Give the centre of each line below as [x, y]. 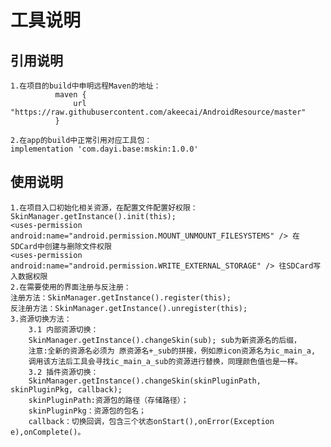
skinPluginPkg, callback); [66, 389]
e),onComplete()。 [48, 432]
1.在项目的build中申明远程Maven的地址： [86, 86]
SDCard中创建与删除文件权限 [61, 246]
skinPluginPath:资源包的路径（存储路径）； [108, 400]
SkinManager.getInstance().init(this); [93, 216]
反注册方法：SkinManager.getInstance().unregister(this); [129, 308]
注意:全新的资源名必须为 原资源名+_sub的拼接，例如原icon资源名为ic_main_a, [172, 351]
